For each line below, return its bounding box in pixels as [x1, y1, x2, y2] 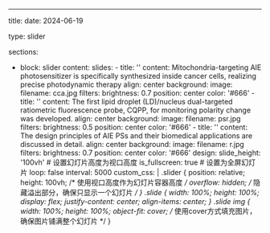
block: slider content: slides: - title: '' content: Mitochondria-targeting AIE [19, 63, 262, 72]
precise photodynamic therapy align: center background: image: [19, 80, 233, 89]
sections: [8, 47, 39, 56]
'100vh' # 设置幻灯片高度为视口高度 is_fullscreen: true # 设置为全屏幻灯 [19, 157, 256, 167]
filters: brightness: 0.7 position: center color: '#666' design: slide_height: [19, 148, 261, 157]
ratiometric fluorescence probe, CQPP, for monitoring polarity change [19, 105, 252, 115]
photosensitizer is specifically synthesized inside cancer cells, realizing [19, 72, 257, 80]
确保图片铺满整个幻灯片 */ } [19, 216, 111, 226]
